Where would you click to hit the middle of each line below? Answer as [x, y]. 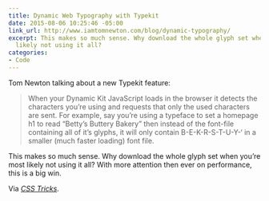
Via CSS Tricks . [34, 188]
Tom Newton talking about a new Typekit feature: [89, 83]
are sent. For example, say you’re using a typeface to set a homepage [143, 115]
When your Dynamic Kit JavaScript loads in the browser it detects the [143, 98]
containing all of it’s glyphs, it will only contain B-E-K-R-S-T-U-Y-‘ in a [142, 132]
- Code [19, 61]
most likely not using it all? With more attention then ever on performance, [130, 164]
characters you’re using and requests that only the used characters [139, 106]
